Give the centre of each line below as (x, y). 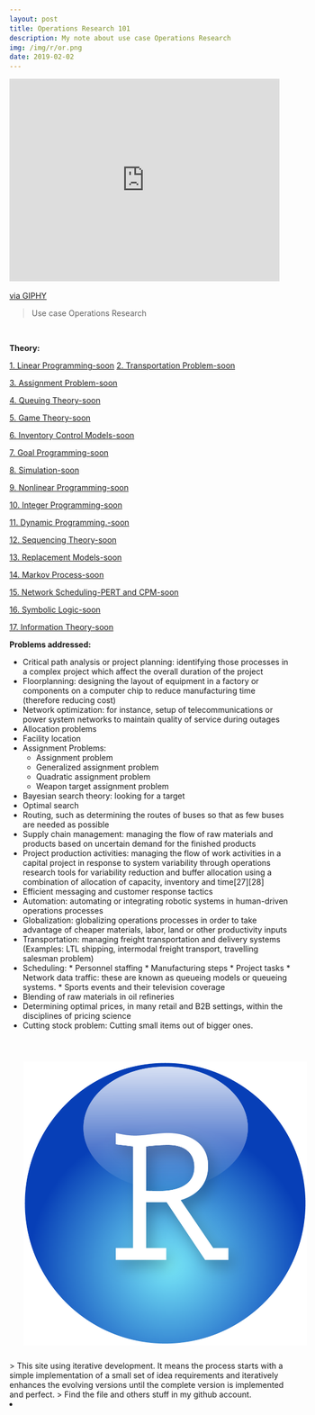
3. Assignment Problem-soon (63, 383)
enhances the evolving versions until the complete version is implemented (147, 1385)
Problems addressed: (50, 644)
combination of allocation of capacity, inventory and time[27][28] (143, 882)
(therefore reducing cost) (69, 700)
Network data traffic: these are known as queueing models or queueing (155, 978)
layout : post (34, 19)
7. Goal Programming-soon (59, 453)
